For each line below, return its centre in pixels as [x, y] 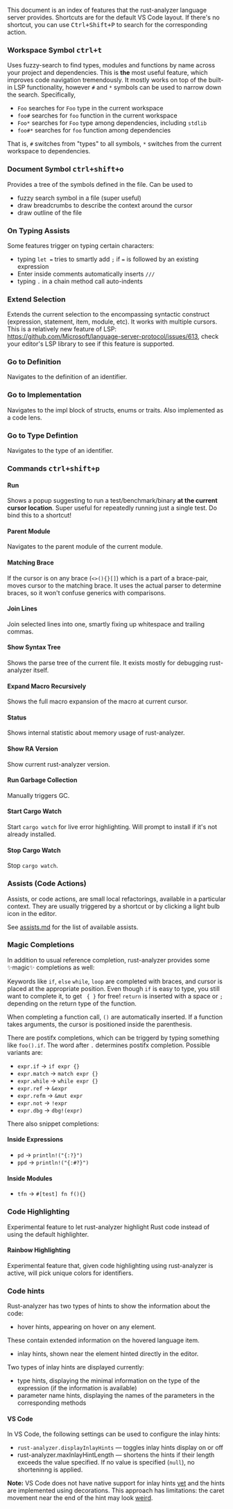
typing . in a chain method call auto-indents [80, 281]
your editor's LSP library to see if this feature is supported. [91, 344]
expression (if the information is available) [77, 1388]
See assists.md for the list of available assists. [73, 927]
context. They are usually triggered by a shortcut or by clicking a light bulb [114, 906]
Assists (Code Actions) [47, 883]
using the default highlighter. [48, 1234]
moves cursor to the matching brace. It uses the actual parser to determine [114, 585]
